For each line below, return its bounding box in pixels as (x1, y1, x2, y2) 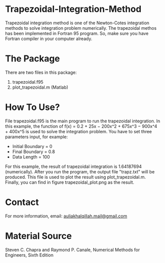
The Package (5, 53, 60, 64)
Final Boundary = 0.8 (12, 149, 55, 155)
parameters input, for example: (5, 134, 68, 140)
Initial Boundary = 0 (12, 143, 53, 149)
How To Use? (5, 102, 60, 113)
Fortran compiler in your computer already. (5, 36, 92, 42)
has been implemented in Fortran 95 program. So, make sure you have (5, 30, 149, 36)
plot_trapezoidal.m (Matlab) (12, 84, 68, 90)
